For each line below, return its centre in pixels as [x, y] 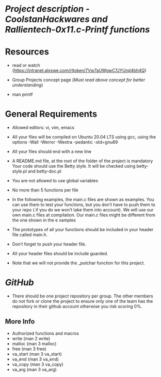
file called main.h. [30, 235]
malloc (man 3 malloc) [34, 343]
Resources [27, 52]
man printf [22, 94]
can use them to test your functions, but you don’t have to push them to [84, 205]
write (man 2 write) [31, 338]
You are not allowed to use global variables [55, 181]
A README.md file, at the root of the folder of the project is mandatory [82, 161]
